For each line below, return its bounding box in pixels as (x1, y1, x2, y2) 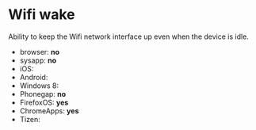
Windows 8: (19, 81, 59, 90)
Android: (19, 72, 48, 82)
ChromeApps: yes (19, 105, 79, 116)
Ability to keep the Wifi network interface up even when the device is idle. (8, 32, 250, 41)
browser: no (19, 47, 60, 56)
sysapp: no (19, 55, 57, 65)
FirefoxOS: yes (19, 97, 69, 107)
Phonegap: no (19, 89, 67, 98)
